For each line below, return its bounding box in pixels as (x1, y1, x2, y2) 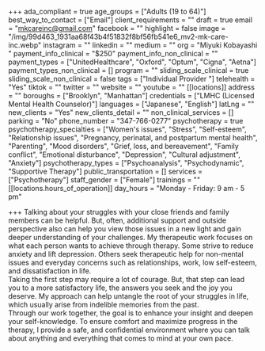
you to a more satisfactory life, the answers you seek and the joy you (8, 283, 233, 292)
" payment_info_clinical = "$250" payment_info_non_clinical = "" (8, 49, 219, 58)
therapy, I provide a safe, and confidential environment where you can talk (8, 325, 251, 334)
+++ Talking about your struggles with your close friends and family (8, 208, 229, 216)
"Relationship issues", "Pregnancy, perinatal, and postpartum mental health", (8, 133, 258, 142)
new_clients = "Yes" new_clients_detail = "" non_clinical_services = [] (8, 108, 234, 117)
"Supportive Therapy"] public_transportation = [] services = (8, 166, 203, 176)
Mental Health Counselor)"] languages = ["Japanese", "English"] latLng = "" (8, 99, 255, 109)
